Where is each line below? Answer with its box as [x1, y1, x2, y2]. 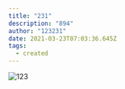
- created [15, 49, 48, 57]
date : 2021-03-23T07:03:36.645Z [8, 34, 117, 43]
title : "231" [8, 11, 52, 20]
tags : [8, 42, 27, 50]
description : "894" [8, 19, 74, 28]
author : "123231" [8, 27, 67, 35]
